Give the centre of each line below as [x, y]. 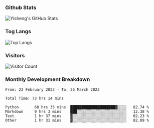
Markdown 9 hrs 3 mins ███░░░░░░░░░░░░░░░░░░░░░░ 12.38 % [77, 112]
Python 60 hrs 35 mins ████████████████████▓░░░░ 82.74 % [77, 107]
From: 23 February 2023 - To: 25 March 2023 [52, 90]
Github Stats [21, 8]
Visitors [15, 55]
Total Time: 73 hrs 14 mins [35, 99]
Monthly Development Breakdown [48, 79]
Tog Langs [18, 32]
